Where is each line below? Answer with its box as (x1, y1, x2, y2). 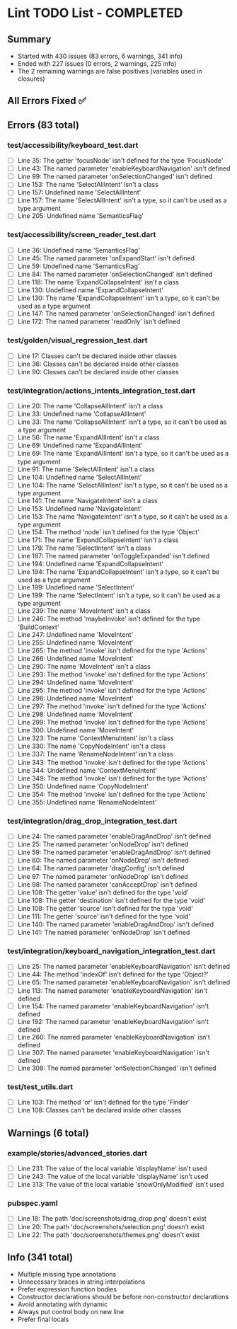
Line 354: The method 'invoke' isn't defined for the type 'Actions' (17, 790, 207, 798)
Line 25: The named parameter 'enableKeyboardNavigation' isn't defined (17, 962, 231, 971)
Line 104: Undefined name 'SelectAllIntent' (17, 473, 143, 481)
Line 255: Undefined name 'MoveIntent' (17, 638, 134, 647)
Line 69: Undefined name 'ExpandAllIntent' (17, 441, 144, 450)
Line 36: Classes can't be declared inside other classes (17, 359, 179, 368)
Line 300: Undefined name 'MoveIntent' (17, 726, 134, 735)
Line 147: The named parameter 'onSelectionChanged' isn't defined (17, 309, 215, 318)
